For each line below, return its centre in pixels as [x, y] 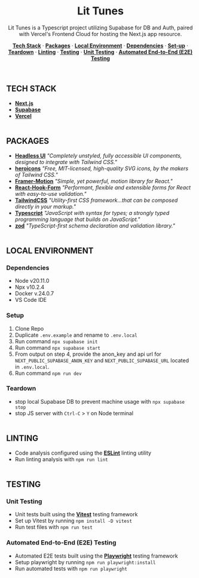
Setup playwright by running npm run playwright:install [85, 562]
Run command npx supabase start [57, 347]
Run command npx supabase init [56, 341]
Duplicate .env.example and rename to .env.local [76, 335]
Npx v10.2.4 [30, 287]
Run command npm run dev [48, 373]
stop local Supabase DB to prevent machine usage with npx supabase [100, 401]
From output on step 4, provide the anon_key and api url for [88, 354]
